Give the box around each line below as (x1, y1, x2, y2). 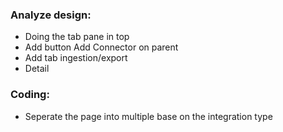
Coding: (10, 88, 50, 102)
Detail (24, 63, 50, 75)
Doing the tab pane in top (24, 31, 130, 43)
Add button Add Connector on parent (24, 41, 179, 53)
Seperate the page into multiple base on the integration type (24, 110, 273, 122)
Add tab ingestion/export (24, 52, 128, 64)
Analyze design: (10, 8, 92, 22)
